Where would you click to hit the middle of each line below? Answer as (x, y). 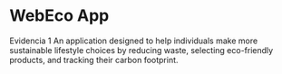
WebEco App (59, 16)
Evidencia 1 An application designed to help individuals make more (134, 41)
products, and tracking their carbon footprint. (94, 60)
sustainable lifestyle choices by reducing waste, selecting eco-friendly (141, 50)
